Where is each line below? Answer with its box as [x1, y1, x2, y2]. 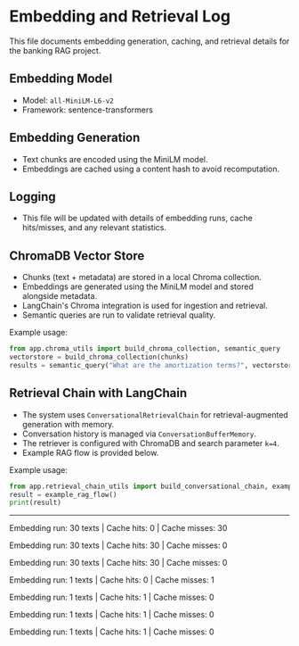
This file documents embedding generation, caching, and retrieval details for [9, 36, 290, 46]
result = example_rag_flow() [9, 490, 117, 499]
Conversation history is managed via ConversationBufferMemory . [21, 428, 256, 439]
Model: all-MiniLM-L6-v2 [21, 95, 114, 105]
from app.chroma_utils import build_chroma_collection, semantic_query [9, 344, 280, 353]
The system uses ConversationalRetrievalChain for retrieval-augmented [21, 409, 289, 420]
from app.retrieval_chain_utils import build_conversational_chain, [9, 482, 269, 491]
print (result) [9, 498, 62, 508]
